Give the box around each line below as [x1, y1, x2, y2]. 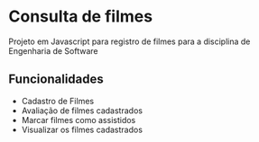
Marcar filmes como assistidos [21, 114, 136, 125]
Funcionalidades [8, 72, 105, 87]
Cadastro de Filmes [21, 95, 95, 106]
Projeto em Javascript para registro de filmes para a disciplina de [8, 36, 251, 47]
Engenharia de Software [8, 45, 98, 56]
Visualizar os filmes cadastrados [21, 124, 143, 135]
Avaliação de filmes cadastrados [21, 105, 143, 116]
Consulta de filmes [8, 6, 153, 27]
